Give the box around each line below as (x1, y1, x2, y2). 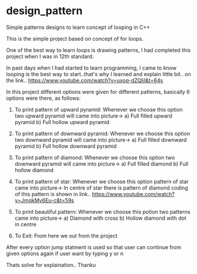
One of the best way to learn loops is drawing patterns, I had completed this (6, 46, 191, 54)
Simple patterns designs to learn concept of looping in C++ (6, 24, 150, 31)
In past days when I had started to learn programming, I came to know (6, 64, 177, 71)
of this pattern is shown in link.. (14, 190, 91, 197)
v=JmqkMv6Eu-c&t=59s (14, 197, 74, 204)
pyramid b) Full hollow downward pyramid (14, 142, 117, 149)
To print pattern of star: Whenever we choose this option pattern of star (14, 178, 189, 185)
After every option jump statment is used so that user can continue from (6, 243, 182, 250)
